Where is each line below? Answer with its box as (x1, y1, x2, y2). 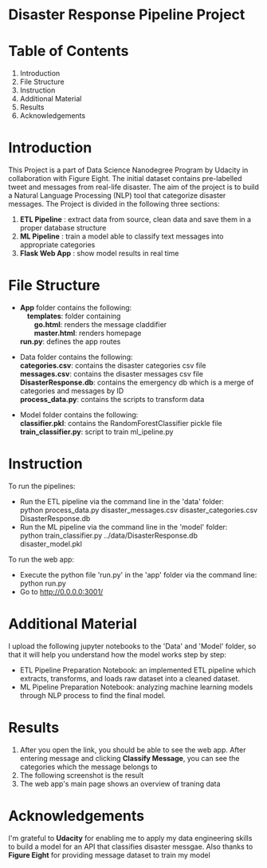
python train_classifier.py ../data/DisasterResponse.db (19, 531, 198, 540)
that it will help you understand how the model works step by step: (8, 649, 227, 659)
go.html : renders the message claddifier (33, 320, 167, 329)
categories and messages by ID (19, 386, 124, 396)
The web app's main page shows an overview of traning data (19, 779, 221, 788)
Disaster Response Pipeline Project (8, 6, 245, 24)
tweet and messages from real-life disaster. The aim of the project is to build (8, 182, 259, 192)
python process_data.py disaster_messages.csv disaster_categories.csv (19, 505, 257, 515)
